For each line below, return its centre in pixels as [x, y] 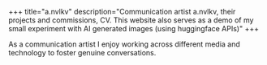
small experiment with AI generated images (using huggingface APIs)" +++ [134, 28]
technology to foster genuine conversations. [82, 53]
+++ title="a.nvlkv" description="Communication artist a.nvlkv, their [122, 12]
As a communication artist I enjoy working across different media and [125, 44]
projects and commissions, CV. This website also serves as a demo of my [131, 20]
